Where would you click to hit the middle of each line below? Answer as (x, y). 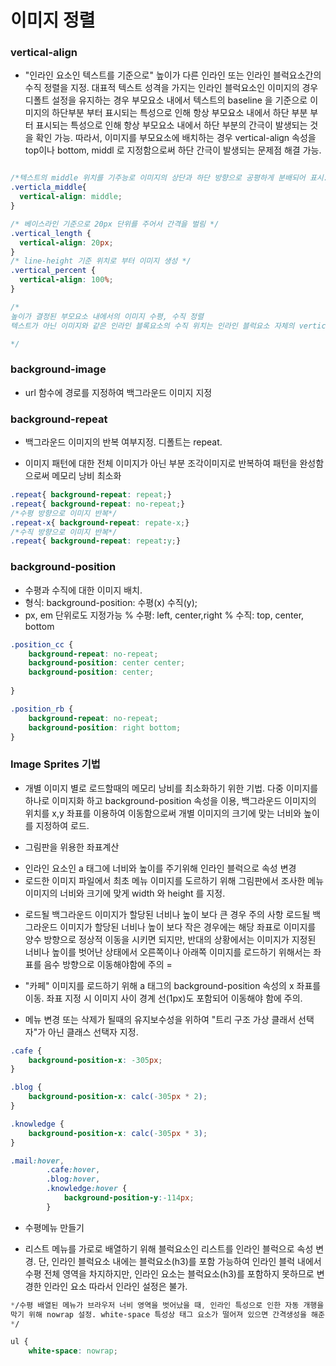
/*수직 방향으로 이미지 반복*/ (64, 532)
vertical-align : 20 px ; (66, 242)
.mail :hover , (37, 1161)
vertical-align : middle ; (71, 197)
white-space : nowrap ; (73, 1351)
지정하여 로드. (62, 825)
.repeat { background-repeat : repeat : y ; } (96, 541)
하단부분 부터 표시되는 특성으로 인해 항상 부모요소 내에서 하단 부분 (179, 113)
